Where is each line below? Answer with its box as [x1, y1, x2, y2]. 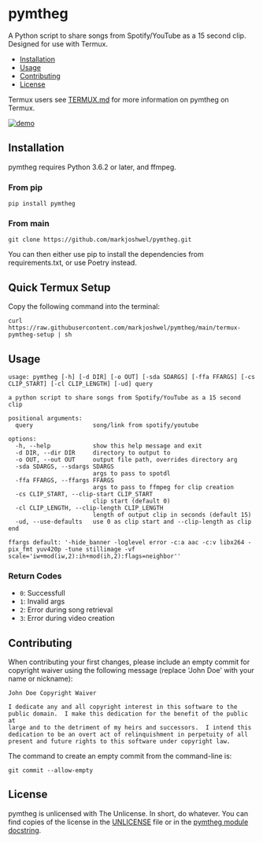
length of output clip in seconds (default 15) [92, 511, 252, 518]
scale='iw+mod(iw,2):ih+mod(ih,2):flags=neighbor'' [8, 552, 181, 560]
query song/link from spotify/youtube [15, 421, 199, 429]
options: [8, 435, 37, 443]
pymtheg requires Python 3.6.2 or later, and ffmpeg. [8, 162, 177, 172]
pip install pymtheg [8, 200, 76, 208]
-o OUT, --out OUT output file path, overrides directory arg [15, 455, 238, 463]
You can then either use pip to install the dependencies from [8, 250, 205, 259]
